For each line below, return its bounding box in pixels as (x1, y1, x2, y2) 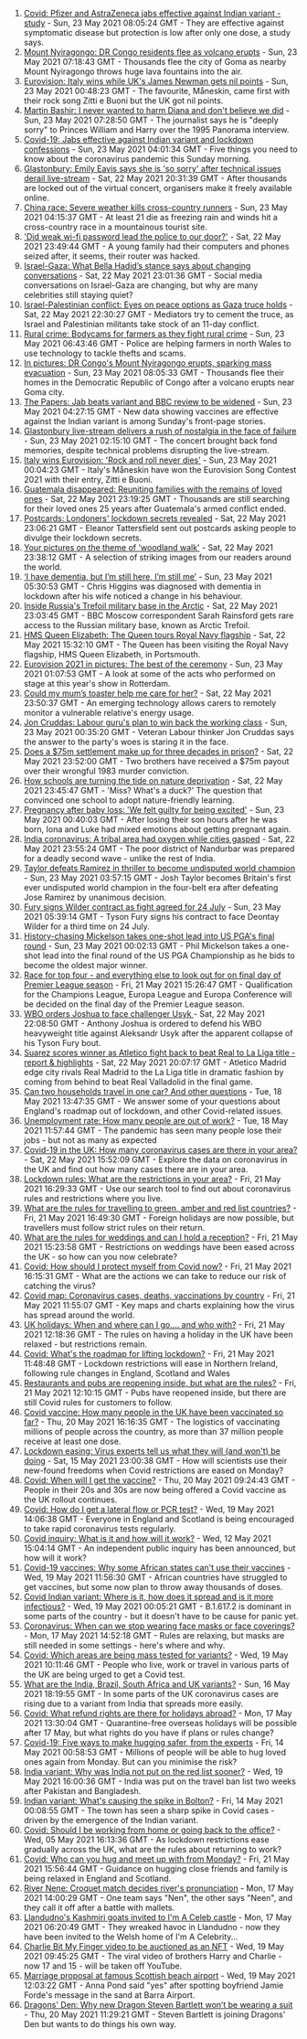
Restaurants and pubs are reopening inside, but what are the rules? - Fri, (23, 1378, 297, 1388)
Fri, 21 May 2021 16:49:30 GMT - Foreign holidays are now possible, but (23, 1212, 295, 1223)
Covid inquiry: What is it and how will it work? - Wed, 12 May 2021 (23, 1533, 272, 1543)
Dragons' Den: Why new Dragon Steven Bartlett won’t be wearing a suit (23, 2000, 293, 2010)
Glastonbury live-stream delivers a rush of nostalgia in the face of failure (23, 425, 297, 436)
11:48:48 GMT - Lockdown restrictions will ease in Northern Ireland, (23, 1358, 279, 1369)
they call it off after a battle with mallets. (23, 1902, 175, 1913)
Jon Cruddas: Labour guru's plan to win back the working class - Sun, (23, 717, 288, 728)
